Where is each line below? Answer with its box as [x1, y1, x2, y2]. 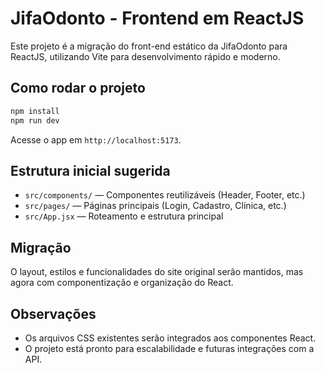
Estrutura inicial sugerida [10, 162, 171, 179]
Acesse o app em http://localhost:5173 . [10, 133, 182, 146]
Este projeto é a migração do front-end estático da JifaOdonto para [10, 40, 288, 52]
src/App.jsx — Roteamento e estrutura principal [24, 210, 224, 222]
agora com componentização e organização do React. [10, 277, 234, 289]
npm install [10, 106, 60, 116]
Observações [10, 305, 97, 322]
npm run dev [10, 115, 60, 126]
